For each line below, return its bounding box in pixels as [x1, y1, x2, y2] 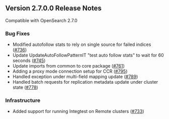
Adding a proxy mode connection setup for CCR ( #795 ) [12, 68, 128, 75]
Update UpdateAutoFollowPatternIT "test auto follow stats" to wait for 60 [12, 52, 164, 58]
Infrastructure [5, 97, 41, 104]
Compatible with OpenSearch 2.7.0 [5, 17, 78, 23]
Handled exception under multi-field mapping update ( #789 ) [12, 74, 138, 80]
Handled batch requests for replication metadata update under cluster [12, 79, 158, 85]
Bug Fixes [5, 30, 30, 37]
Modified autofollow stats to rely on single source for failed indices [12, 41, 151, 47]
